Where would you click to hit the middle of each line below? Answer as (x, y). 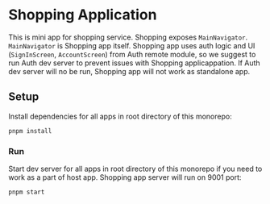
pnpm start (27, 192)
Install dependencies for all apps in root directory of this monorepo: (120, 116)
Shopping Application (83, 15)
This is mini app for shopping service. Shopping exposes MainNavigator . (128, 37)
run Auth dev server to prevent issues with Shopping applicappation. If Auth (134, 63)
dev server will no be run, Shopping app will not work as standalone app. (129, 71)
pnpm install (30, 131)
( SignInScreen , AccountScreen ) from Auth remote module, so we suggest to (132, 54)
